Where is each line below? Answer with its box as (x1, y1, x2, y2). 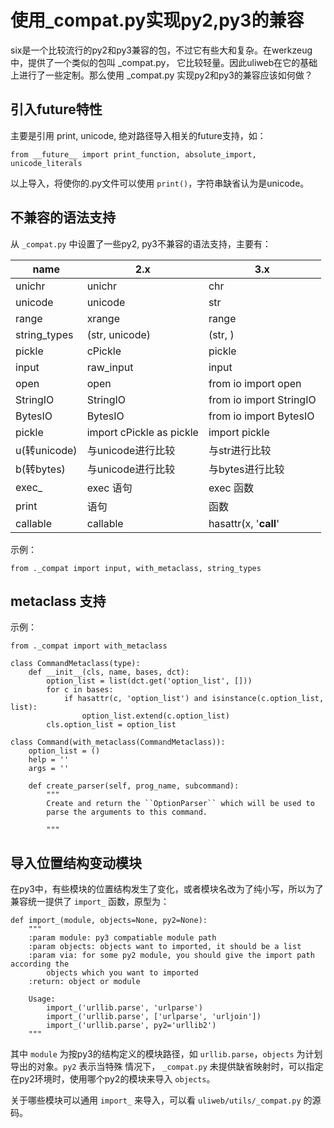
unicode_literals (10, 158, 83, 168)
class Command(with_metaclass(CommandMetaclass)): (10, 737, 226, 748)
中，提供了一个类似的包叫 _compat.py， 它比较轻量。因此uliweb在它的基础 (10, 56, 318, 68)
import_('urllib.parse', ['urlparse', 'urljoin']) (46, 1012, 262, 1022)
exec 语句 (86, 481, 133, 495)
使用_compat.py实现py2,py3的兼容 (10, 9, 305, 32)
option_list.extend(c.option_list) (81, 711, 230, 721)
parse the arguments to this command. (46, 807, 208, 818)
